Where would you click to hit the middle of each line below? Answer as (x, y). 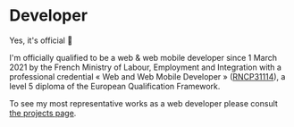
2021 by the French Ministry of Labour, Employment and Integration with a (145, 67)
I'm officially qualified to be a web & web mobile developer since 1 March (143, 57)
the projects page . (43, 113)
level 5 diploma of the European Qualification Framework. (115, 86)
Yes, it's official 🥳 (41, 40)
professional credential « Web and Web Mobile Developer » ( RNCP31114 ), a (147, 76)
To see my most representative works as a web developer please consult (144, 103)
